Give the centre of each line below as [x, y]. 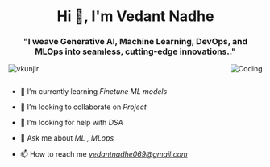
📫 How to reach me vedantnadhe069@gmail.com [104, 154]
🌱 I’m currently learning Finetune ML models [93, 92]
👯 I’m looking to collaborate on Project [83, 107]
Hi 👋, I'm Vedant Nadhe [135, 16]
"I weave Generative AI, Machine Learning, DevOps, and [135, 42]
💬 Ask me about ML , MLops [67, 138]
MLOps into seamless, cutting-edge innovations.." [135, 51]
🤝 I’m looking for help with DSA [71, 123]
